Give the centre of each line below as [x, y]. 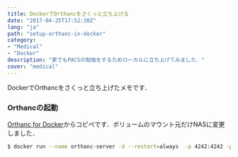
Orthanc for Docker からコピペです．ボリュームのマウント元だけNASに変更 [116, 124]
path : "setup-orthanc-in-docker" [57, 34]
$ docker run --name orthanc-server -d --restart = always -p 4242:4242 [115, 146]
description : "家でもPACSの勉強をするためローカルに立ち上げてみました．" [106, 60]
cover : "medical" [33, 66]
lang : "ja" [23, 27]
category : [22, 40]
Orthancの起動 [33, 107]
